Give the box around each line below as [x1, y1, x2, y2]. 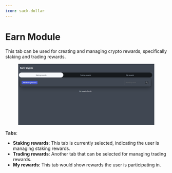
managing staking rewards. [12, 145, 70, 151]
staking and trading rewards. [5, 53, 66, 60]
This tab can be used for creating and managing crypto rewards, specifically [5, 48, 167, 54]
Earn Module [5, 31, 61, 43]
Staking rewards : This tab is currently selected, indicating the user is [12, 140, 159, 146]
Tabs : [5, 130, 18, 136]
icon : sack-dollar [5, 8, 45, 13]
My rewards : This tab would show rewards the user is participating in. [12, 162, 161, 168]
